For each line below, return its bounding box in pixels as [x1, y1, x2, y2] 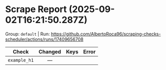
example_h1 [8, 57, 34, 63]
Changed [38, 48, 62, 55]
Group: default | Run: [5, 31, 50, 37]
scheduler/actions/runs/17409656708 [5, 36, 84, 42]
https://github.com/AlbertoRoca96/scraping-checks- [50, 31, 161, 37]
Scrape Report [5, 4, 67, 15]
